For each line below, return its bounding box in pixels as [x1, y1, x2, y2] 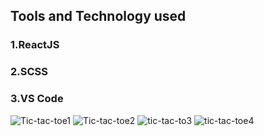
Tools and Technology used [10, 8, 187, 25]
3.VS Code [10, 92, 64, 106]
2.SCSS [10, 65, 49, 79]
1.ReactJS [10, 38, 60, 52]
